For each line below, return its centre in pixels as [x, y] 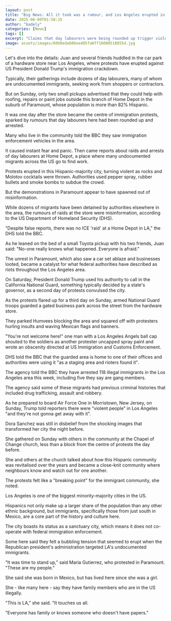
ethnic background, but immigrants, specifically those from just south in [81, 511]
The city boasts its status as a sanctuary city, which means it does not [79, 526]
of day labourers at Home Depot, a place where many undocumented [78, 156]
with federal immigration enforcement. [63, 532]
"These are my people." [30, 567]
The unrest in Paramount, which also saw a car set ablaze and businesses [83, 259]
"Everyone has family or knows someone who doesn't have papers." [77, 612]
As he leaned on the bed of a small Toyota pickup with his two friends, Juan [85, 243]
